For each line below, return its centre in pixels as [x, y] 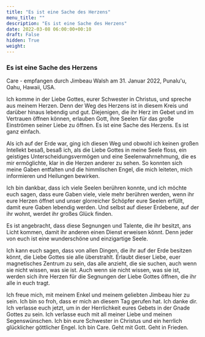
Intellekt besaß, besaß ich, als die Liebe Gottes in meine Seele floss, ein [96, 150]
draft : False [23, 35]
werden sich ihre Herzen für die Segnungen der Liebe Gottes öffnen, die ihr [102, 276]
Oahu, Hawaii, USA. [31, 87]
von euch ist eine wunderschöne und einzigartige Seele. [77, 239]
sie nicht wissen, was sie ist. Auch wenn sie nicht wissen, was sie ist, [93, 270]
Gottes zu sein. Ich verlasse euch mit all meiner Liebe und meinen [89, 314]
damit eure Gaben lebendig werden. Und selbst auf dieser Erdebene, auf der [103, 207]
